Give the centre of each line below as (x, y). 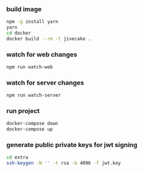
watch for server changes (45, 82)
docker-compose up (30, 129)
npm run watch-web (30, 67)
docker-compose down (33, 124)
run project (23, 111)
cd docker (19, 33)
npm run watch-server (34, 95)
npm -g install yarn (33, 22)
